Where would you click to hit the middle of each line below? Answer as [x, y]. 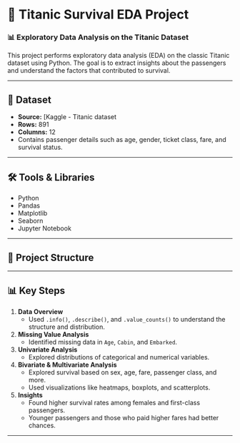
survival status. [40, 147]
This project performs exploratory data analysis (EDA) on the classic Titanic [119, 56]
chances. [42, 425]
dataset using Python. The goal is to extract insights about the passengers [117, 63]
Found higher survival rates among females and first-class [114, 402]
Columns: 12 [36, 132]
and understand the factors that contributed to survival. [89, 71]
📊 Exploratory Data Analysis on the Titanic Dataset [98, 37]
